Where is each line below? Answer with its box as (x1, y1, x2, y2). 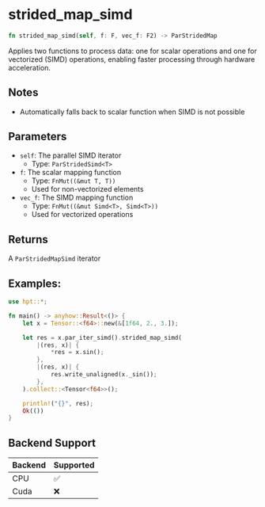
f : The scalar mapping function (19, 168, 122, 177)
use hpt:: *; (8, 298, 47, 306)
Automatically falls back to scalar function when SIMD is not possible (19, 107, 245, 116)
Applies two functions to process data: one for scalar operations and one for (8, 46, 257, 55)
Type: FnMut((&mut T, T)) (31, 176, 116, 185)
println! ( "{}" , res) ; (22, 399, 93, 407)
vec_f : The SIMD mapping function (19, 193, 134, 203)
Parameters (8, 130, 67, 143)
